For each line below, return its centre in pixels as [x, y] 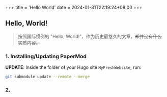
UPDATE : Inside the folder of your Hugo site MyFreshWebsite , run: [73, 67]
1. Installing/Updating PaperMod [46, 56]
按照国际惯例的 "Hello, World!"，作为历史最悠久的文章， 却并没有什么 [90, 36]
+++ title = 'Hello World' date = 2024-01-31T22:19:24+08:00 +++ [74, 7]
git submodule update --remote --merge [48, 77]
